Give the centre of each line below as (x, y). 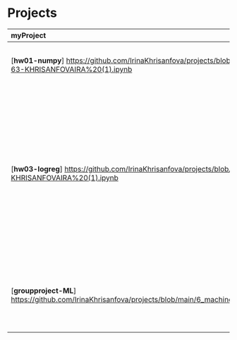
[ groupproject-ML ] (44, 291)
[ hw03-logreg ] (37, 169)
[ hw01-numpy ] (38, 60)
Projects (32, 13)
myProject (29, 35)
